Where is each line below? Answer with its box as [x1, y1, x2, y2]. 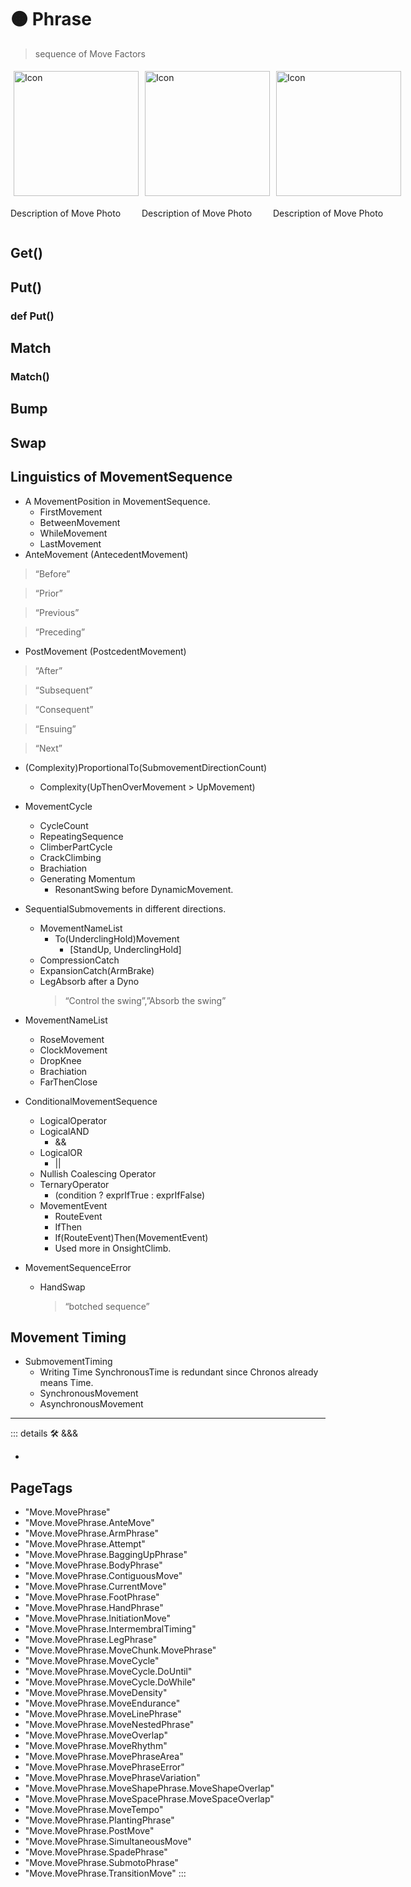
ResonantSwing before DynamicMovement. [54, 883, 234, 895]
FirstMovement [39, 506, 103, 518]
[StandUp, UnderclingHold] [69, 943, 182, 955]
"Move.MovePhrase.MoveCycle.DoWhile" [24, 1676, 197, 1688]
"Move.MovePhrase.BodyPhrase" [24, 1559, 163, 1571]
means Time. [39, 1377, 94, 1389]
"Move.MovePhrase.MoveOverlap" [24, 1729, 168, 1741]
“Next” [34, 742, 63, 754]
